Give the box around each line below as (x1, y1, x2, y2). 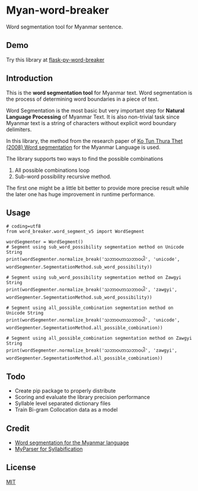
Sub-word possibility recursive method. (14, 173, 111, 180)
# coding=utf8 (6, 224, 41, 229)
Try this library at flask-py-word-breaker (6, 56, 105, 63)
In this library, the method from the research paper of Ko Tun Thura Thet (6, 137, 183, 144)
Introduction (6, 74, 53, 84)
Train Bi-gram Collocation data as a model (14, 406, 118, 413)
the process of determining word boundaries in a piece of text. (6, 95, 159, 103)
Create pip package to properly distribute (14, 387, 116, 394)
